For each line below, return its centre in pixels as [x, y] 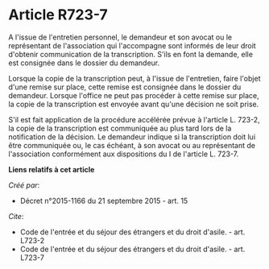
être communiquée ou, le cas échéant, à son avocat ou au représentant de [132, 145]
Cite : [16, 216]
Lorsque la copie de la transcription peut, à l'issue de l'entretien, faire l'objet [134, 78]
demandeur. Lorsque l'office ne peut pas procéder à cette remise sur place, [134, 95]
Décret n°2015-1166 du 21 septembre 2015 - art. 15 [104, 201]
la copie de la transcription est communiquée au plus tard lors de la [120, 128]
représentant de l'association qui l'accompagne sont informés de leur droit [132, 45]
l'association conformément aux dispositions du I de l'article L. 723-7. [124, 154]
